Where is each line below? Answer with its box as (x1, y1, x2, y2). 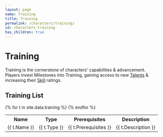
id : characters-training (5, 25, 55, 30)
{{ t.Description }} (115, 124, 156, 131)
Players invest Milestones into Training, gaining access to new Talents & (5, 72, 149, 78)
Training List (5, 91, 44, 100)
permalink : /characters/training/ (5, 20, 75, 26)
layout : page (5, 7, 32, 12)
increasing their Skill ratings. (5, 77, 62, 83)
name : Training (5, 12, 36, 17)
